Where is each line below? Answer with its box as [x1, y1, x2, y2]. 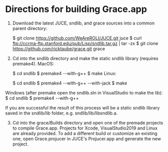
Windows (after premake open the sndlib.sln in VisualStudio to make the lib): [5, 89, 163, 95]
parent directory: [12, 25, 48, 31]
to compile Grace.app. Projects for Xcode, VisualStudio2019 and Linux [12, 125, 158, 131]
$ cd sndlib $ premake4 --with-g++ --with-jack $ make [12, 80, 127, 86]
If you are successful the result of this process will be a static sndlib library [5, 104, 160, 110]
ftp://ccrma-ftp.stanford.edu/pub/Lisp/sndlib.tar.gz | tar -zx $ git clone [12, 40, 158, 46]
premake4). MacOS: [12, 60, 54, 66]
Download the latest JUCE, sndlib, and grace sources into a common [12, 20, 155, 26]
